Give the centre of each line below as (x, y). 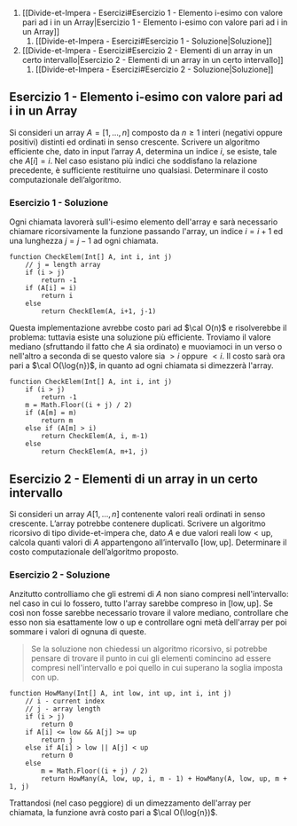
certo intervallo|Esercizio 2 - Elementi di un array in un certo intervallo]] (152, 60)
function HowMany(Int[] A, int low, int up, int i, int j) (121, 694)
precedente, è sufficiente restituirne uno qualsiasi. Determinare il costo (139, 170)
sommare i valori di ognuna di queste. (78, 632)
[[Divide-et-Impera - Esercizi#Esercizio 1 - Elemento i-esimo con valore (152, 13)
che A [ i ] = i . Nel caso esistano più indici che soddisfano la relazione (133, 161)
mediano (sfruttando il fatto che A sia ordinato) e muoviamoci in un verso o (146, 347)
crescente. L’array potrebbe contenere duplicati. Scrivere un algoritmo (137, 523)
